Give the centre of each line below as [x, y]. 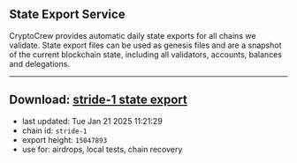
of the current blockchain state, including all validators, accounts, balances [146, 54]
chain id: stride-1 [54, 130]
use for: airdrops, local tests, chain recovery [102, 149]
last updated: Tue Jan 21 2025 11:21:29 [92, 121]
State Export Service [67, 15]
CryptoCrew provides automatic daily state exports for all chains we [133, 35]
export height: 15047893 [65, 139]
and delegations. [40, 63]
